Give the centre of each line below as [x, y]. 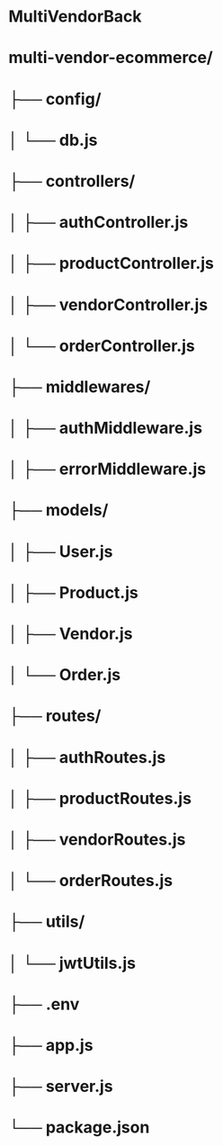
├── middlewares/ [80, 386]
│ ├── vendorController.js [108, 304]
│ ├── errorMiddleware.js [107, 469]
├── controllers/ [72, 181]
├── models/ [58, 510]
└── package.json [79, 1128]
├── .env [44, 1004]
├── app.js [51, 1045]
